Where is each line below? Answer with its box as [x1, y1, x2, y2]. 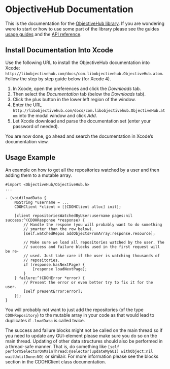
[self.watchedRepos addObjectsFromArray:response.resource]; [23, 231, 156, 236]
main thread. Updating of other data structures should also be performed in [5, 338, 163, 344]
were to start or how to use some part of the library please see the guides [5, 25, 159, 32]
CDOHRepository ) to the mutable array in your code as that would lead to [5, 312, 155, 318]
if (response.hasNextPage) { [23, 262, 85, 267]
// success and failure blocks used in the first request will [23, 244, 160, 250]
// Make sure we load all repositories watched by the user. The [23, 240, 165, 245]
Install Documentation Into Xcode [5, 46, 113, 54]
